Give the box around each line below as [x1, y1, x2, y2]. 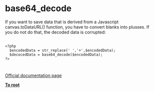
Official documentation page [5, 73, 62, 78]
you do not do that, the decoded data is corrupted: [5, 29, 106, 35]
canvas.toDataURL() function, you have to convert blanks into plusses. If [5, 24, 150, 30]
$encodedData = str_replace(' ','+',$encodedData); [9, 48, 116, 53]
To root [5, 82, 20, 88]
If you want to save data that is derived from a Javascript [5, 19, 119, 25]
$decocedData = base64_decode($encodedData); [9, 52, 103, 57]
